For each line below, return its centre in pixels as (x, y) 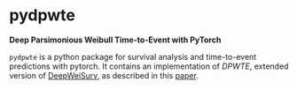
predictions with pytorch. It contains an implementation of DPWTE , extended (149, 66)
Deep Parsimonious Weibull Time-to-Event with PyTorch (115, 40)
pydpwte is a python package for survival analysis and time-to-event (133, 56)
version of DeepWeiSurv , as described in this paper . (104, 75)
